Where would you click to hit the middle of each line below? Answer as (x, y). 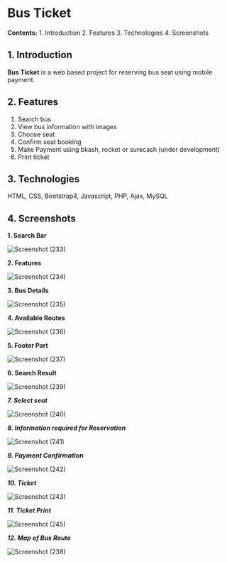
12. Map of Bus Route (39, 538)
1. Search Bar (27, 236)
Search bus (34, 119)
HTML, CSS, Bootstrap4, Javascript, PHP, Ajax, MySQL (88, 196)
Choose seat (36, 134)
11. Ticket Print (29, 511)
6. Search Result (32, 373)
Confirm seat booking (49, 142)
